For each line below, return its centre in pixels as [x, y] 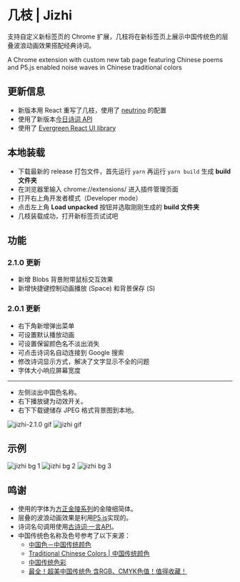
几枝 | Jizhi [40, 15]
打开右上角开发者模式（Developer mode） [80, 198]
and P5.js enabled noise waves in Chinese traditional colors [95, 67]
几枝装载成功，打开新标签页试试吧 [68, 216]
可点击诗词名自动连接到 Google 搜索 [71, 352]
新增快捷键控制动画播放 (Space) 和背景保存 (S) [86, 289]
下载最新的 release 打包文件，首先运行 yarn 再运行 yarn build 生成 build [124, 171]
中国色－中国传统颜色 [60, 545]
